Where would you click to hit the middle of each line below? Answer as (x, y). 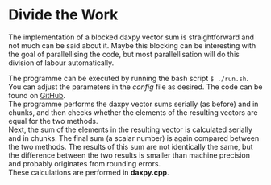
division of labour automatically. (61, 63)
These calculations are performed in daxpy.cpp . (89, 172)
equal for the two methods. (53, 121)
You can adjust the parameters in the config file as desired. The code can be (135, 87)
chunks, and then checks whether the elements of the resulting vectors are (133, 112)
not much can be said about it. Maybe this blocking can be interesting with (132, 45)
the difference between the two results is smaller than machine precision (129, 155)
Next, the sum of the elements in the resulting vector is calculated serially (130, 129)
